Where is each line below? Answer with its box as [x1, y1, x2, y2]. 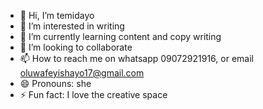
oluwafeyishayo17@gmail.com [19, 67, 145, 79]
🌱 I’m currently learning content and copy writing [19, 31, 222, 42]
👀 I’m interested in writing [19, 20, 125, 32]
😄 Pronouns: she [19, 78, 92, 89]
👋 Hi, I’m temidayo [19, 10, 95, 21]
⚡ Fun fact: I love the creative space [19, 89, 168, 100]
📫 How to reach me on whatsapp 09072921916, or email [19, 53, 254, 64]
